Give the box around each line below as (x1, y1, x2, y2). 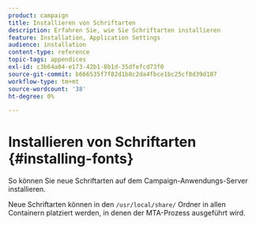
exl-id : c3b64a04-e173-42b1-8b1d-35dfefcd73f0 (8, 63, 164, 71)
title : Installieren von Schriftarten (8, 19, 136, 27)
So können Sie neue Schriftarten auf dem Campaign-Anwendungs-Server (8, 176, 248, 186)
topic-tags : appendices (8, 56, 87, 64)
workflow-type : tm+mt (8, 77, 80, 85)
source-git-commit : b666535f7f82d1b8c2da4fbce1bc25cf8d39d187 (8, 70, 217, 78)
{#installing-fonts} (8, 150, 134, 168)
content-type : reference (8, 48, 90, 56)
